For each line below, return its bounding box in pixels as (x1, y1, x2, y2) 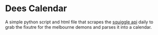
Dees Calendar (5, 3, 67, 14)
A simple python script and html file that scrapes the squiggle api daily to (5, 19, 154, 25)
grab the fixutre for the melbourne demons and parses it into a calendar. (5, 24, 152, 30)
